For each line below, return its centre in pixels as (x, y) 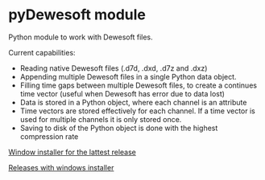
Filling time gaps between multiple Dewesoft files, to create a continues (139, 85)
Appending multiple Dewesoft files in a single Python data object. (128, 76)
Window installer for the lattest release (72, 152)
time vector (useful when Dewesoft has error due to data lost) (122, 93)
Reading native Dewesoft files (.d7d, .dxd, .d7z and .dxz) (114, 68)
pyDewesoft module (77, 15)
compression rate (49, 136)
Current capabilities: (42, 52)
